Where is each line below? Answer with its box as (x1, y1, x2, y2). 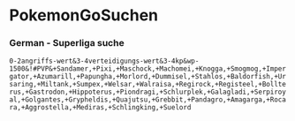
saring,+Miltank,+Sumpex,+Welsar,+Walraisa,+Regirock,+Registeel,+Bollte (9, 80, 287, 89)
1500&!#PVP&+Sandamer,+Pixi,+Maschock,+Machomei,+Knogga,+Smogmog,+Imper (9, 64, 287, 73)
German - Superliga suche (9, 37, 125, 49)
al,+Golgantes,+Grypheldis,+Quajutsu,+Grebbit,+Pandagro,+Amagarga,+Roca (9, 95, 287, 104)
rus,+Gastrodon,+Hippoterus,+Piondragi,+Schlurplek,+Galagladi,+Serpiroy (9, 87, 287, 97)
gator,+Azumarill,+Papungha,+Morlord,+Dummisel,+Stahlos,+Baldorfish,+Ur (9, 72, 287, 81)
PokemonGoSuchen (9, 5, 159, 26)
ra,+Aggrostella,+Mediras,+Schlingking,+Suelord (9, 103, 192, 112)
